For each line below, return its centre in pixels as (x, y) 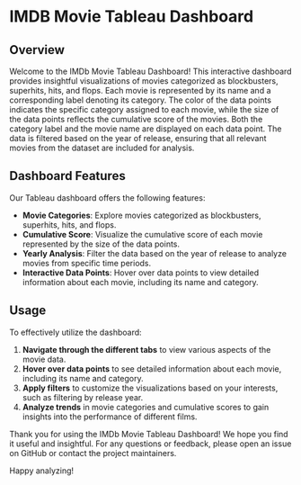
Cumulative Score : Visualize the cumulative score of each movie (142, 234)
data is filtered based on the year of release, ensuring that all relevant (138, 138)
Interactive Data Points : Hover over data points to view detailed (141, 273)
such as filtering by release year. (83, 397)
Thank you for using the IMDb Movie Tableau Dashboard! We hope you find (149, 434)
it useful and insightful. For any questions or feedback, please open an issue (150, 444)
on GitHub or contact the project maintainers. (93, 453)
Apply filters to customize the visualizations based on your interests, (150, 388)
